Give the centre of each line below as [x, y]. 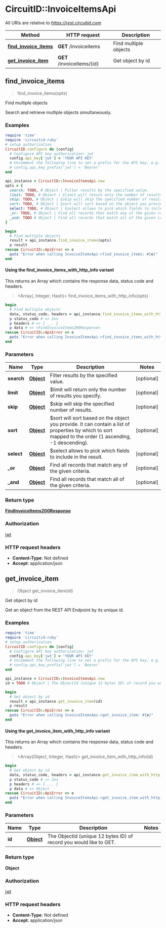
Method [30, 35]
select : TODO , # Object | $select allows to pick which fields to [79, 209]
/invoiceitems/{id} [78, 64]
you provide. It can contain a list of [90, 424]
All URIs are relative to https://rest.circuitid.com [53, 23]
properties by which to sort [81, 430]
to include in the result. [76, 457]
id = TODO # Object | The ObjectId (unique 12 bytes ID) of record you [80, 683]
